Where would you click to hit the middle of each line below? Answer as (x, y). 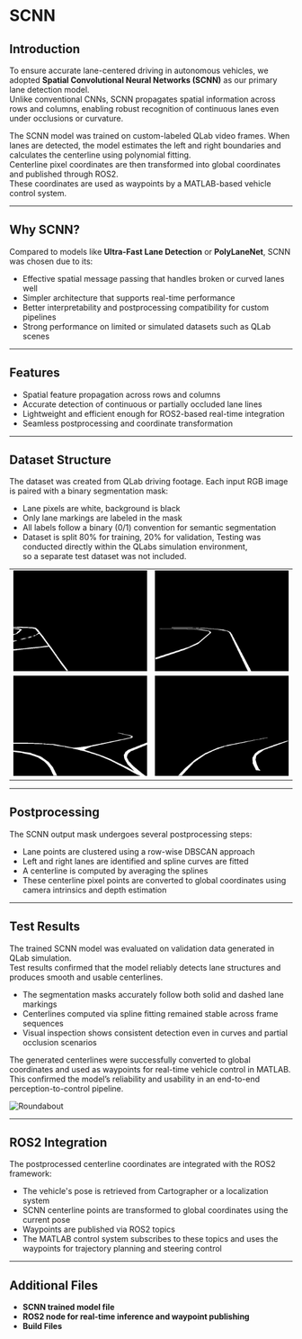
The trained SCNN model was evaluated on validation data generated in (142, 948)
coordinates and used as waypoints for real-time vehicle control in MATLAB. (150, 1069)
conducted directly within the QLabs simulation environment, (135, 547)
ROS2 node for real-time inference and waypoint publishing (136, 1316)
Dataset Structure (61, 460)
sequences (43, 1023)
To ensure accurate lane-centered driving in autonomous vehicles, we (139, 70)
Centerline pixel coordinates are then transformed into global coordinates (145, 164)
